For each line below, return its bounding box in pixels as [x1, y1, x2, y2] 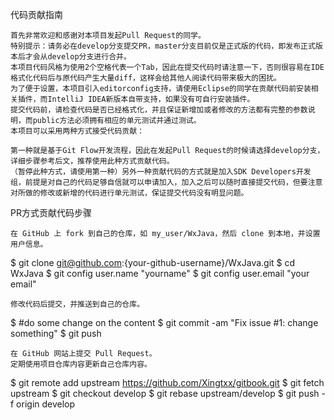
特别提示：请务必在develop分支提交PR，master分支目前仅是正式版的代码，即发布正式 [10, 41, 316, 51]
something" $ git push [10, 328, 102, 339]
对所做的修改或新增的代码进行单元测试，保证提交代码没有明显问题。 [10, 188, 249, 198]
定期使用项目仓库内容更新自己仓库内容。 [10, 359, 152, 369]
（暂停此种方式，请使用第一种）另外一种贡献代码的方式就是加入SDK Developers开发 [10, 167, 312, 177]
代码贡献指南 [10, 9, 63, 20]
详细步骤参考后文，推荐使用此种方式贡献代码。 [10, 156, 175, 166]
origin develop [16, 398, 76, 410]
